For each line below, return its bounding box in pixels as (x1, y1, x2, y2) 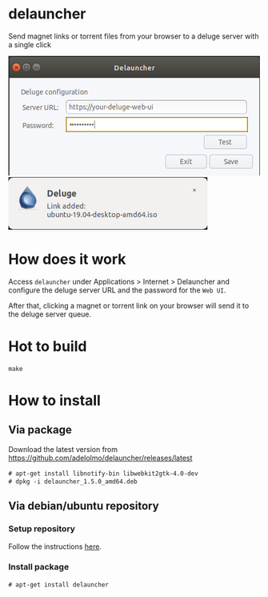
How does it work (8, 250, 126, 268)
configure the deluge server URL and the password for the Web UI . (8, 285, 226, 295)
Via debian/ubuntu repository (8, 499, 159, 513)
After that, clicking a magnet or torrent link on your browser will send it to (8, 301, 250, 310)
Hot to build (8, 337, 87, 356)
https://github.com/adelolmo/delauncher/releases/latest (8, 453, 193, 462)
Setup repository (8, 523, 76, 534)
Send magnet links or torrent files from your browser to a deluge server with (8, 31, 259, 41)
